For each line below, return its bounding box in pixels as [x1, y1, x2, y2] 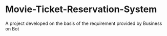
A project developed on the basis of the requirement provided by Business [5, 20, 162, 26]
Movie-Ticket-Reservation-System [5, 4, 157, 15]
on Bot [5, 25, 19, 31]
